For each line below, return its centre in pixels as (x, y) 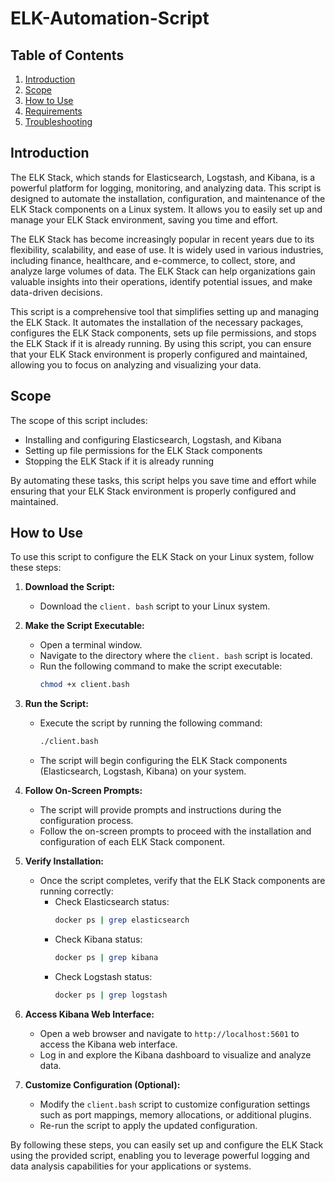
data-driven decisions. (56, 292)
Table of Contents (67, 55)
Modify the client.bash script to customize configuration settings (175, 1104)
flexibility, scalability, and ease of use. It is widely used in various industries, (167, 249)
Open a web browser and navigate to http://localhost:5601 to (169, 1033)
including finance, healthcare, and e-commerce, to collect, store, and (153, 260)
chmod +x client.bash (84, 685)
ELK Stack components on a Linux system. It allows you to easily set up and (166, 209)
